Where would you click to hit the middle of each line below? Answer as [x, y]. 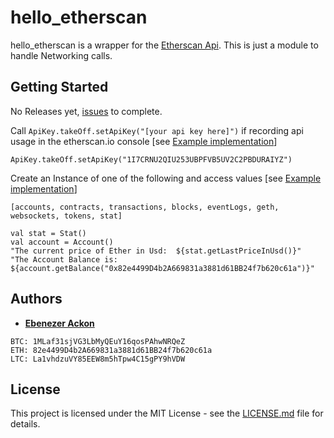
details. [25, 424]
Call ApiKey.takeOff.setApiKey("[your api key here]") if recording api [157, 130]
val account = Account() [62, 242]
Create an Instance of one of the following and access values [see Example [166, 178]
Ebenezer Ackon [59, 323]
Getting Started [59, 87]
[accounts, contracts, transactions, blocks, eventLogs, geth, [145, 207]
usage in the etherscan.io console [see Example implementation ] [144, 141]
